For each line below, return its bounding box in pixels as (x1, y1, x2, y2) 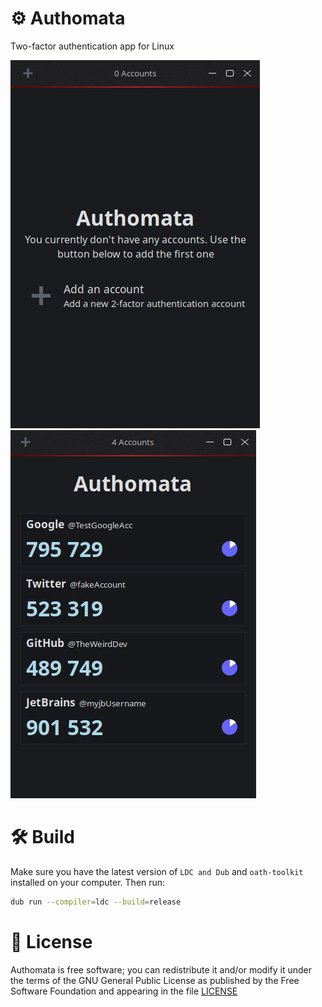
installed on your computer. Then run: (10, 876, 166, 888)
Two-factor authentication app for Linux (10, 40, 175, 52)
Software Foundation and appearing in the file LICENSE (10, 985, 238, 997)
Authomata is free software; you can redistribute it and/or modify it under (10, 963, 312, 976)
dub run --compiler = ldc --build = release (10, 897, 182, 907)
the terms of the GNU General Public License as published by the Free (10, 974, 300, 986)
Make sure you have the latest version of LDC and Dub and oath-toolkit (10, 865, 304, 877)
